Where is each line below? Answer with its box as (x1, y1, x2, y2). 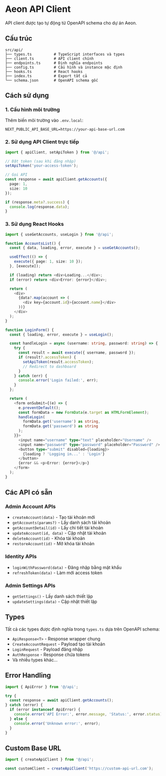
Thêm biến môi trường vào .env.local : (5, 118, 83, 124)
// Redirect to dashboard (23, 364, 77, 369)
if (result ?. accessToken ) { (18, 355, 77, 360)
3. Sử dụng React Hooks (5, 221, 64, 228)
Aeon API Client (5, 3, 71, 15)
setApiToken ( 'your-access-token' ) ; (5, 163, 79, 168)
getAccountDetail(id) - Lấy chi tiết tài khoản (12, 525, 104, 531)
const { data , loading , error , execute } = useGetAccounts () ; (9, 246, 140, 251)
